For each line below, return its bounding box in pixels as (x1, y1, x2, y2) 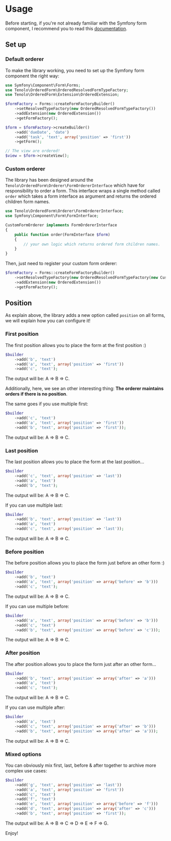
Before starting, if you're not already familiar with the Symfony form (5, 20, 147, 26)
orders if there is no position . (5, 391, 68, 397)
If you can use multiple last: (5, 502, 63, 508)
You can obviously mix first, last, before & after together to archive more (5, 762, 156, 768)
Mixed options (5, 750, 42, 758)
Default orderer (5, 56, 44, 63)
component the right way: (5, 73, 60, 79)
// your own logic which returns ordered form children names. (23, 242, 160, 247)
